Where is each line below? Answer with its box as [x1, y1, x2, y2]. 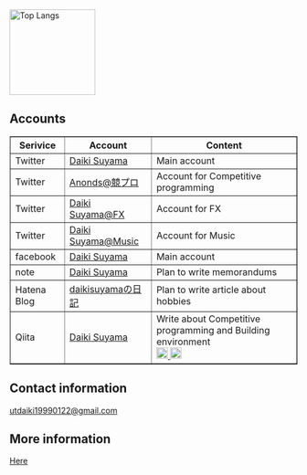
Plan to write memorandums [156, 265, 277, 278]
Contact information [9, 381, 128, 396]
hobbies [156, 294, 192, 307]
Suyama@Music [69, 235, 140, 248]
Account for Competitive [156, 169, 262, 182]
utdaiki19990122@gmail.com [9, 405, 118, 416]
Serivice [19, 139, 57, 152]
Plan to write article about [156, 283, 267, 296]
